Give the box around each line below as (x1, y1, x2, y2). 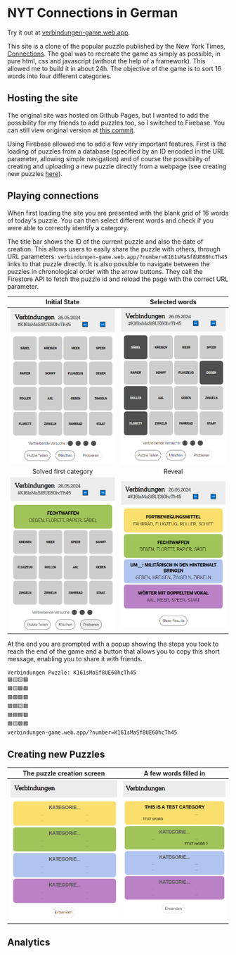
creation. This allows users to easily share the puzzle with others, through (7, 244, 221, 253)
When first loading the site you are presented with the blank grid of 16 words (7, 208, 229, 217)
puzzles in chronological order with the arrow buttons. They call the (7, 267, 203, 275)
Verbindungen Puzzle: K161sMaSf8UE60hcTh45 (7, 669, 137, 677)
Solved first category (32, 467, 93, 476)
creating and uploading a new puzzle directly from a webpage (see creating (7, 162, 227, 170)
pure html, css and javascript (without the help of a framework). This (7, 56, 206, 65)
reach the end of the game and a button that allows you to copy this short (7, 647, 220, 656)
